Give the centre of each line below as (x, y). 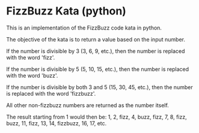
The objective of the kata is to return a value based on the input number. (96, 39)
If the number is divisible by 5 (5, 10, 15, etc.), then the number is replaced (98, 69)
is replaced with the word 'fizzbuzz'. (51, 93)
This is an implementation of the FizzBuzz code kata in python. (84, 28)
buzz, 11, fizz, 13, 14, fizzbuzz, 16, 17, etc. (57, 123)
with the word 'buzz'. (32, 75)
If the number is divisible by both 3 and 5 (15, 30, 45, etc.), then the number (100, 87)
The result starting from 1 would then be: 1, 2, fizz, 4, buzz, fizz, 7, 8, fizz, (97, 117)
